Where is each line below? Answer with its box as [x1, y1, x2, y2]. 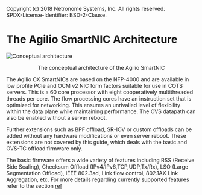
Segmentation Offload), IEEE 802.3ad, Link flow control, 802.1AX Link [6, 169, 178, 176]
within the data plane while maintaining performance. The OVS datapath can [6, 108, 196, 115]
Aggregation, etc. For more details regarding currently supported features [6, 176, 189, 183]
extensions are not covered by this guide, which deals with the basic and [6, 138, 188, 146]
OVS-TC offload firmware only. [6, 144, 83, 152]
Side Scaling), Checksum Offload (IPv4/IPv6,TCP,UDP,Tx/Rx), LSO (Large [6, 162, 189, 170]
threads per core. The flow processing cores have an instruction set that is [6, 94, 192, 102]
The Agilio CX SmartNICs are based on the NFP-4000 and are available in [6, 75, 189, 83]
